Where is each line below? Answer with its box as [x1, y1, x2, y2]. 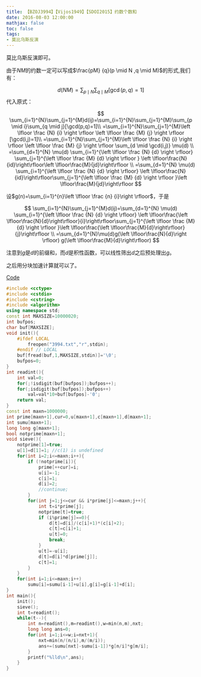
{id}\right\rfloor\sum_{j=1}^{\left [14, 174, 93, 181]
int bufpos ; [6, 319, 36, 325]
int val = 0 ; [17, 375, 44, 381]
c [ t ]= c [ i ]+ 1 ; [49, 525, 82, 532]
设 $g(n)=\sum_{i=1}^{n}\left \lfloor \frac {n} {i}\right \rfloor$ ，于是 [6, 192, 169, 200]
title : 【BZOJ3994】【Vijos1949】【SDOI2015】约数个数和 [6, 8, 137, 15]
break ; [49, 537, 66, 543]
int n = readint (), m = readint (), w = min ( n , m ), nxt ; [28, 620, 144, 627]
